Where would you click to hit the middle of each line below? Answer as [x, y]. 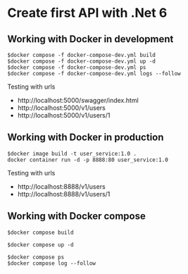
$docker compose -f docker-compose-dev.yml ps [77, 68]
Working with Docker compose [76, 216]
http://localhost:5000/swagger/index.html [78, 100]
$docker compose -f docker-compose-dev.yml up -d [82, 61]
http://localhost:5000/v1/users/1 [64, 115]
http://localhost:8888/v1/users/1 [64, 194]
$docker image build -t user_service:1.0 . [72, 154]
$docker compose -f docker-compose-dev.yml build [82, 55]
